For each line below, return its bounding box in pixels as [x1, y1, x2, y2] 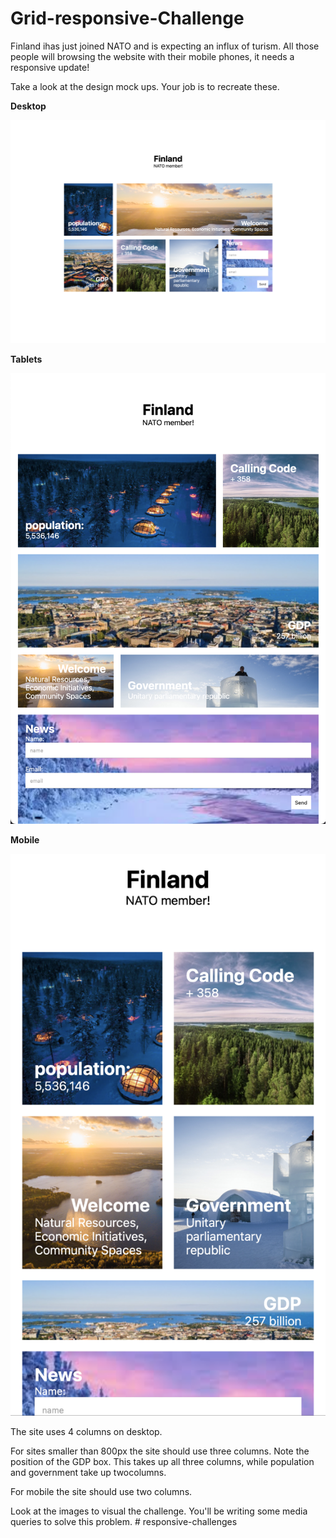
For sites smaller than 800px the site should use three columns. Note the [10, 1445, 310, 1457]
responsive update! [10, 61, 90, 73]
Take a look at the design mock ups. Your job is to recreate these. [10, 80, 280, 92]
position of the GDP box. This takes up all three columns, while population [10, 1455, 315, 1467]
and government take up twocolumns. [10, 1466, 167, 1478]
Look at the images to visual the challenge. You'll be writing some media [10, 1505, 308, 1517]
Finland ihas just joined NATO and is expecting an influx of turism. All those [10, 40, 320, 52]
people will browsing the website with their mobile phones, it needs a [10, 50, 295, 62]
